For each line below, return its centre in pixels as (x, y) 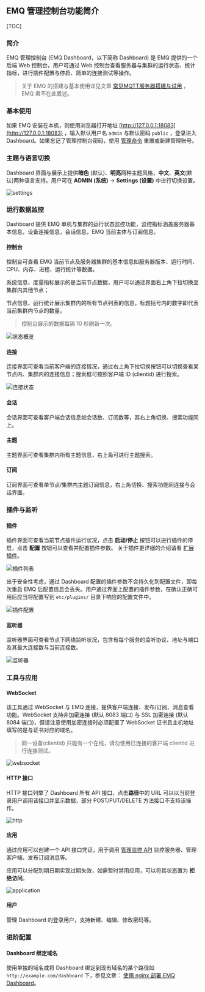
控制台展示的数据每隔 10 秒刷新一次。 (68, 324)
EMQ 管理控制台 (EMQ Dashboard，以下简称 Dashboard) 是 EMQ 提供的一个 (102, 58)
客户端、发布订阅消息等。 (38, 857)
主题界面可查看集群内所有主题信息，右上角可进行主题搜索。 (81, 454)
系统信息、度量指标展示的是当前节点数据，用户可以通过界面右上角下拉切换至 (103, 282)
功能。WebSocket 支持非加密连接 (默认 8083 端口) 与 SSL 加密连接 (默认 (97, 715)
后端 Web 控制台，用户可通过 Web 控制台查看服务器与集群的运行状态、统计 (101, 66)
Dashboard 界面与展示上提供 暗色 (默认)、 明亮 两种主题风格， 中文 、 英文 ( (97, 173)
